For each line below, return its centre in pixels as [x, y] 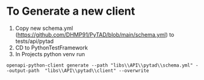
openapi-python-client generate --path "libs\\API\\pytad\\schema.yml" [100, 65]
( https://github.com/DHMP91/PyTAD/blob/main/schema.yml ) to [95, 34]
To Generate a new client [71, 11]
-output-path [23, 71]
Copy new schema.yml [44, 28]
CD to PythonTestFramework [51, 48]
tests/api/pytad [34, 41]
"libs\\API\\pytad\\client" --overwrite [97, 71]
